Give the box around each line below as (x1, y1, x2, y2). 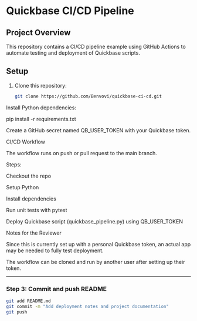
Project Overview (6, 28, 71, 38)
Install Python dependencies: (6, 104, 76, 111)
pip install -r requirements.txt (6, 115, 76, 122)
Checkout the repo (6, 172, 52, 179)
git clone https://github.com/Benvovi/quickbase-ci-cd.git (14, 93, 162, 99)
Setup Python (6, 183, 39, 190)
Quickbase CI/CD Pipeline (6, 4, 135, 18)
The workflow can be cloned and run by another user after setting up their (6, 258, 185, 265)
